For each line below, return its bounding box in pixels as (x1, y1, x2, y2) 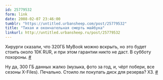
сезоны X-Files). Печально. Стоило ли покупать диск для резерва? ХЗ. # (5, 69, 158, 75)
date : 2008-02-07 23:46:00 (5, 16, 61, 21)
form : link (5, 12, 28, 17)
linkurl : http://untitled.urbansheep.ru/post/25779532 (5, 30, 121, 35)
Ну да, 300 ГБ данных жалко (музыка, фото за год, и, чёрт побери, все (5, 64, 155, 70)
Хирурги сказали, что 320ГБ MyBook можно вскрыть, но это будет (5, 44, 147, 49)
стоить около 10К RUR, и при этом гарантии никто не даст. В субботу (5, 49, 152, 55)
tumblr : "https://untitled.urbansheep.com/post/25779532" (5, 21, 127, 26)
